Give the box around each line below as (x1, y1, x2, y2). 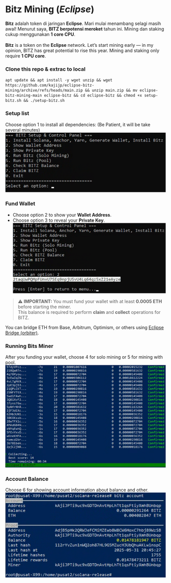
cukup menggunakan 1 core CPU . (5, 31, 75, 37)
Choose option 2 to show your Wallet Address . (12, 212, 112, 218)
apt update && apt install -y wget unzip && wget (5, 78, 113, 83)
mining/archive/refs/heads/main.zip (5, 88, 83, 93)
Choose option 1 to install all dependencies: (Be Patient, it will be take (5, 121, 151, 128)
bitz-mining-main (5, 93, 42, 98)
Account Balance (5, 475, 49, 482)
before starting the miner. (17, 304, 71, 310)
